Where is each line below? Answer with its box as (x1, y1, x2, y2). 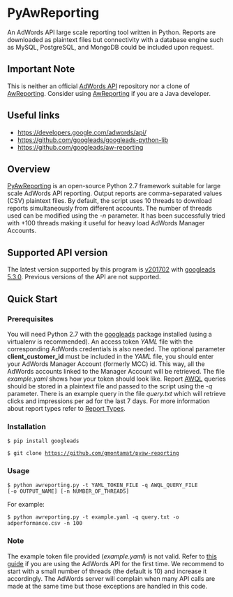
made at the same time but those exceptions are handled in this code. (7, 582, 208, 590)
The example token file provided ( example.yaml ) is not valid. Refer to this (7, 552, 218, 561)
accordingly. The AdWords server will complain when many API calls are (7, 574, 216, 582)
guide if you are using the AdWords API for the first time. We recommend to (7, 559, 225, 568)
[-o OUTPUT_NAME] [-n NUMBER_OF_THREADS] (7, 488, 130, 495)
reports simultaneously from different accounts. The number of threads (7, 204, 213, 213)
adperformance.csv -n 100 (7, 520, 82, 527)
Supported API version (7, 246, 108, 258)
